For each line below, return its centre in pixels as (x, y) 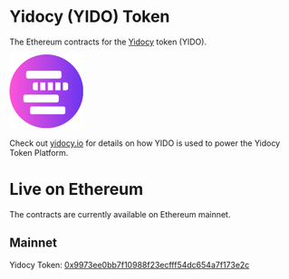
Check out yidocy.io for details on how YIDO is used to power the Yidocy (145, 143)
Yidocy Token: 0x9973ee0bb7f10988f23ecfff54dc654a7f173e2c (130, 265)
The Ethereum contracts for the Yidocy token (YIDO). (108, 42)
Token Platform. (39, 152)
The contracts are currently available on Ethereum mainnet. (120, 214)
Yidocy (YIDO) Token (90, 17)
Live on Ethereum (77, 190)
